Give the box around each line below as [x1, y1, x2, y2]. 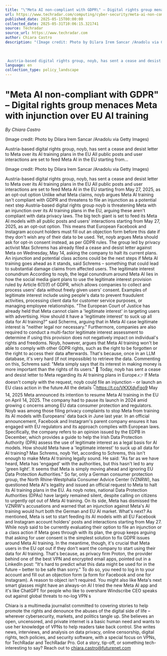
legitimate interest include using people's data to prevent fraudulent [5, 292, 144, 298]
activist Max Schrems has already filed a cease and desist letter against [5, 245, 152, 251]
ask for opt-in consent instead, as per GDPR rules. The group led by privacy [5, 239, 161, 245]
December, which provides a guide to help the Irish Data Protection [5, 434, 143, 440]
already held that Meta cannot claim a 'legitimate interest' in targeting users [5, 308, 160, 314]
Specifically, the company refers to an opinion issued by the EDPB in [5, 429, 146, 435]
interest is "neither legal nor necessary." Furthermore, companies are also [5, 324, 157, 330]
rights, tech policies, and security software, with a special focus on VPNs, [5, 634, 156, 640]
